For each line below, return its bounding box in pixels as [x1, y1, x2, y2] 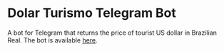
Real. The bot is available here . [7, 35, 98, 44]
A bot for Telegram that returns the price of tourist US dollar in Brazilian [7, 28, 218, 37]
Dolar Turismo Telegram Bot [7, 5, 177, 21]
